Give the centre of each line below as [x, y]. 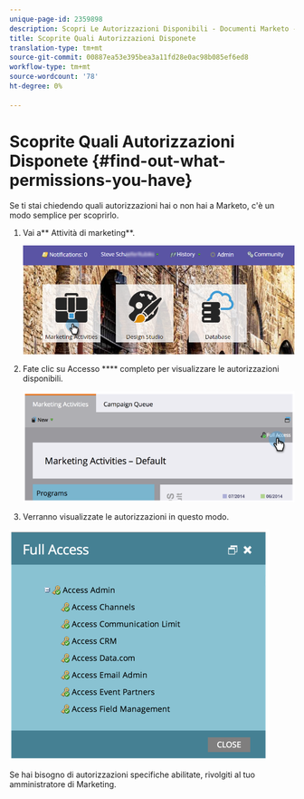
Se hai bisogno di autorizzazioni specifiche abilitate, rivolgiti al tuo [133, 775]
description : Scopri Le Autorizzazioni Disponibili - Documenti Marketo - [153, 29]
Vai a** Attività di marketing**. [79, 232]
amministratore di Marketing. [63, 784]
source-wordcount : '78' [54, 77]
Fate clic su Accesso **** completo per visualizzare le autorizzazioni [151, 368]
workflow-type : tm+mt [50, 67]
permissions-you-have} [101, 180]
